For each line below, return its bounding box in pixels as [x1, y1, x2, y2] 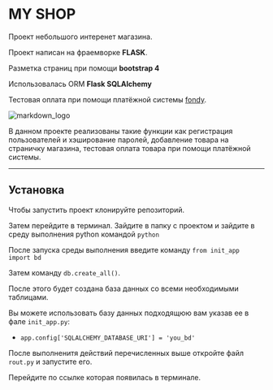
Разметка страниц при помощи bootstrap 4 [8, 63, 160, 73]
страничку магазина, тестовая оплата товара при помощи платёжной [8, 143, 251, 153]
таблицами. [8, 292, 49, 301]
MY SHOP [8, 5, 76, 24]
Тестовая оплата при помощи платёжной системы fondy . [8, 94, 207, 104]
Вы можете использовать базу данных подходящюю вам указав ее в [8, 308, 249, 318]
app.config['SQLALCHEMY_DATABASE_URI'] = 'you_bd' [19, 334, 196, 342]
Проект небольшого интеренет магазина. [8, 32, 153, 41]
